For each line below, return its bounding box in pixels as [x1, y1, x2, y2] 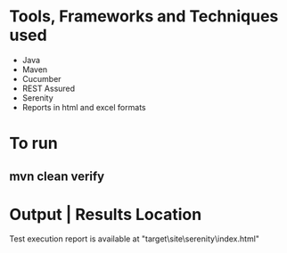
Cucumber [21, 73, 61, 84]
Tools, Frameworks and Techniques [9, 6, 279, 27]
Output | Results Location [9, 204, 202, 224]
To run [9, 134, 58, 153]
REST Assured [21, 83, 76, 94]
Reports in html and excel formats [21, 102, 146, 112]
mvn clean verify [9, 168, 105, 184]
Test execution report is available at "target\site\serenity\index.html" [9, 233, 260, 244]
